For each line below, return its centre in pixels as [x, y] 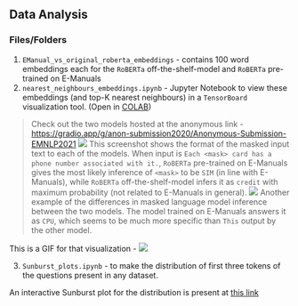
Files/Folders [38, 40]
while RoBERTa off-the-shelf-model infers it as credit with [174, 181]
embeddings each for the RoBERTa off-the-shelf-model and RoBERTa [144, 68]
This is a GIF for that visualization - [73, 248]
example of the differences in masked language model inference [149, 201]
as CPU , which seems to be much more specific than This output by [153, 221]
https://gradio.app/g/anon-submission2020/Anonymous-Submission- [159, 133]
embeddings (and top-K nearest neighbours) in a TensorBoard [134, 97]
